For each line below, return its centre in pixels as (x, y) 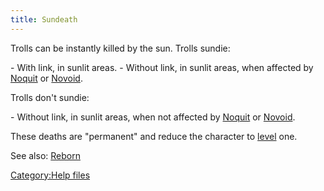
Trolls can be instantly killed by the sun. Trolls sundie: (120, 48)
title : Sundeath (44, 19)
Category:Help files (50, 175)
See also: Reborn (45, 155)
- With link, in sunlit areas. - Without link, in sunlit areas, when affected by (162, 67)
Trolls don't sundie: (50, 97)
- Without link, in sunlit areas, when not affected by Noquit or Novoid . (153, 117)
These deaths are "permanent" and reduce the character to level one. (154, 136)
